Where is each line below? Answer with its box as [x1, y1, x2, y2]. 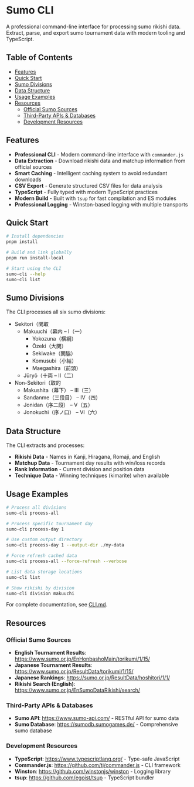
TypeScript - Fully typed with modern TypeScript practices [14, 188, 158, 195]
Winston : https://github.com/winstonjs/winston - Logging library [14, 768, 171, 775]
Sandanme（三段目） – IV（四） [23, 394, 101, 401]
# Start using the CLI [6, 265, 62, 271]
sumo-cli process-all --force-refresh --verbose [6, 558, 127, 565]
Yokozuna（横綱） [32, 335, 77, 342]
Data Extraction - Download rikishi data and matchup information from [14, 157, 186, 164]
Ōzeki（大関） [32, 342, 67, 350]
